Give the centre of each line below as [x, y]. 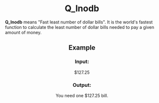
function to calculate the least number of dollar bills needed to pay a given [80, 27]
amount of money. [23, 32]
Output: [82, 85]
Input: [82, 62]
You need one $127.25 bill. [82, 95]
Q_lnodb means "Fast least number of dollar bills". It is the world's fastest [79, 22]
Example [82, 48]
